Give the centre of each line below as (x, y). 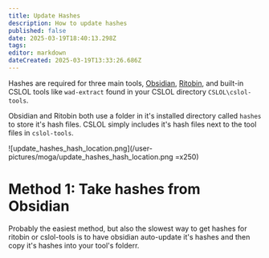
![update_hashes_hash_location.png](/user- (80, 148)
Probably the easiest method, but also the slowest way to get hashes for (128, 228)
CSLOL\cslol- (230, 92)
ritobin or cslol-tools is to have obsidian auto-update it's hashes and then (129, 236)
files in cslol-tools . (41, 132)
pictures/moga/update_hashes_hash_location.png (91, 156)
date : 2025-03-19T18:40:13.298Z (62, 38)
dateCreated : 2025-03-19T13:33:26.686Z (75, 61)
